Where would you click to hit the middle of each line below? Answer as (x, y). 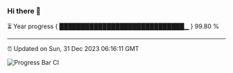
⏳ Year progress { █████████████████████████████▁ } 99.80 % (113, 26)
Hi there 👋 (24, 11)
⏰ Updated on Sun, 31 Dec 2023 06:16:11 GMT (73, 49)
